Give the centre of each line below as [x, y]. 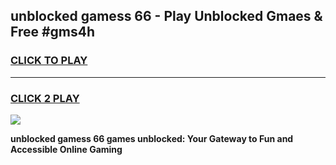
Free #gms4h [53, 32]
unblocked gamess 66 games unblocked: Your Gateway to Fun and [152, 138]
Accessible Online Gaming [66, 149]
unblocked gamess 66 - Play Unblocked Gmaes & [166, 16]
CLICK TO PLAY [49, 61]
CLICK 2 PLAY [45, 98]
